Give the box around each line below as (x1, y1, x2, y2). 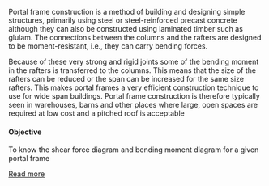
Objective (8, 127, 42, 137)
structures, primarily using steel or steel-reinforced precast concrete (8, 15, 237, 25)
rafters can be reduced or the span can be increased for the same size (8, 74, 245, 83)
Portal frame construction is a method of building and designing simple (8, 7, 246, 16)
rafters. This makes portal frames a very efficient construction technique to (8, 82, 259, 92)
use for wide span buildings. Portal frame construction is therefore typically (8, 91, 261, 100)
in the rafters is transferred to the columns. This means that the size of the (8, 66, 257, 75)
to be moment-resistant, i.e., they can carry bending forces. (8, 41, 208, 51)
